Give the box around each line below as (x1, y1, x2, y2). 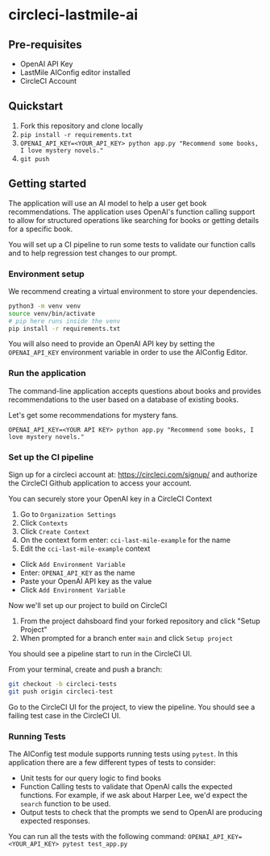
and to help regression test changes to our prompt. (8, 248, 177, 258)
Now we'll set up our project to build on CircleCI (8, 601, 168, 610)
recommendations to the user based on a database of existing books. (8, 395, 239, 404)
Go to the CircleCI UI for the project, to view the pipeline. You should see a (8, 702, 255, 712)
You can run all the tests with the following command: (8, 832, 187, 842)
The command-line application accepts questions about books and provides (8, 386, 262, 395)
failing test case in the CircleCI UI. (8, 710, 121, 720)
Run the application (8, 368, 86, 379)
